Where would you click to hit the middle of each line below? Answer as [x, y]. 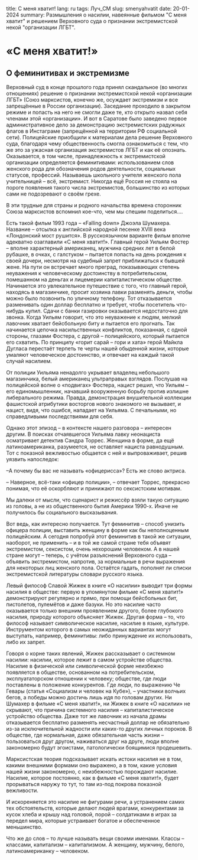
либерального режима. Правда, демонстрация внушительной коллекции [99, 398]
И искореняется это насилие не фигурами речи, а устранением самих [95, 802]
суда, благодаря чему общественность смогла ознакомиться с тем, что [97, 144]
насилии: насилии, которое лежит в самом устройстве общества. [90, 660]
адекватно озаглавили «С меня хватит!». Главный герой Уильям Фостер [98, 242]
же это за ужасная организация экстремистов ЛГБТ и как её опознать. [97, 150]
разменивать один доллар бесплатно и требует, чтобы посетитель [91, 304]
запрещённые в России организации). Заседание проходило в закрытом [98, 106]
